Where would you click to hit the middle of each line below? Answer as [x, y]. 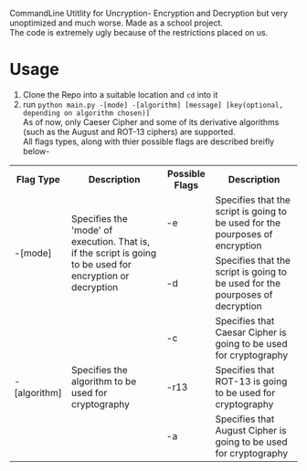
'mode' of [92, 230]
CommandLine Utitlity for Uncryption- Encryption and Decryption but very [149, 13]
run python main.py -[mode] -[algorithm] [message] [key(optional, [153, 104]
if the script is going [114, 253]
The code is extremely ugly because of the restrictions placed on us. [139, 32]
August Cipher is [251, 430]
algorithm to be [104, 381]
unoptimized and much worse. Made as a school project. [116, 23]
